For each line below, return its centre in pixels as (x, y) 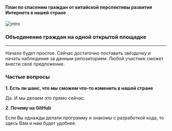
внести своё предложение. (35, 64)
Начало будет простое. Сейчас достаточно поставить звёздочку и (78, 53)
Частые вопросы (28, 77)
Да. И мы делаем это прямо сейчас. (45, 98)
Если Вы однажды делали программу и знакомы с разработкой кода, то (85, 118)
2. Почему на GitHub (28, 108)
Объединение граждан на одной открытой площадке (76, 37)
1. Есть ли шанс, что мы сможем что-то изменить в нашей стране (79, 88)
